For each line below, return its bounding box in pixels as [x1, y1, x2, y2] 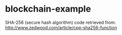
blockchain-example [5, 3, 91, 15]
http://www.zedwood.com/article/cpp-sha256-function [5, 24, 117, 30]
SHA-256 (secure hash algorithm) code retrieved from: [5, 19, 116, 25]
